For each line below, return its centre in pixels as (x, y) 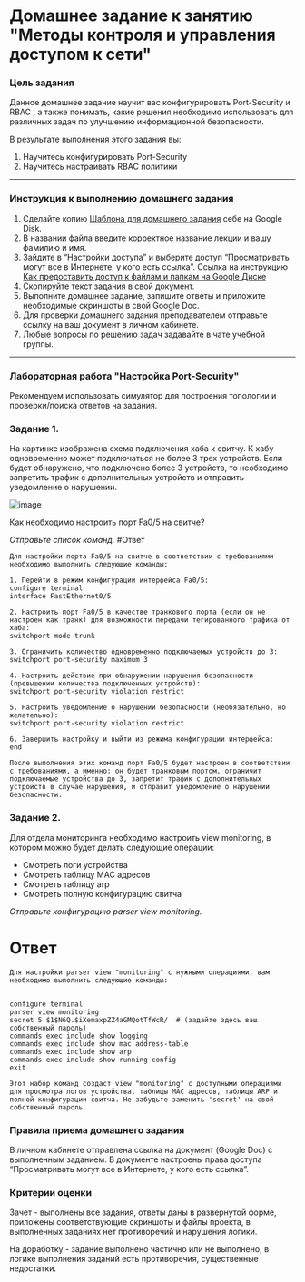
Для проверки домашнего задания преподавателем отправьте (145, 315)
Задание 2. (35, 818)
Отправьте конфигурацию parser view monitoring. (106, 911)
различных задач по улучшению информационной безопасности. (137, 122)
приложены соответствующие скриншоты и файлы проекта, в (130, 1222)
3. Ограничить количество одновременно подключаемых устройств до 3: (144, 652)
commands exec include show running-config (93, 1060)
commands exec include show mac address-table (99, 1044)
